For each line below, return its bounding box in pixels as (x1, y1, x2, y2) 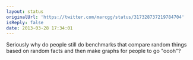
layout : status (6, 8, 44, 15)
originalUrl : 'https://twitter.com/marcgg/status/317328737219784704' (6, 14, 185, 20)
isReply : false (6, 19, 44, 25)
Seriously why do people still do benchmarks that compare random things (6, 41, 187, 48)
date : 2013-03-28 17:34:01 (6, 25, 73, 31)
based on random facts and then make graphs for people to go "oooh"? (6, 48, 181, 55)
